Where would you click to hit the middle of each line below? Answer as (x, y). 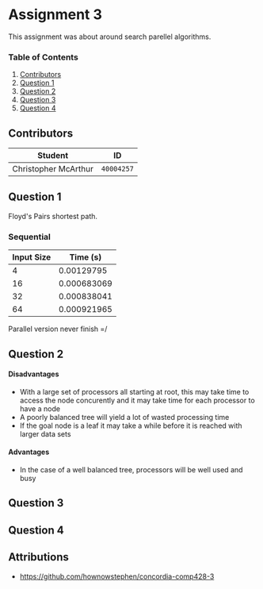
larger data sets (45, 433)
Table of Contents (44, 57)
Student (53, 156)
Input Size (32, 257)
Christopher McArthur (53, 169)
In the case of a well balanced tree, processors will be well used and (131, 469)
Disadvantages (34, 374)
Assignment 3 (55, 15)
